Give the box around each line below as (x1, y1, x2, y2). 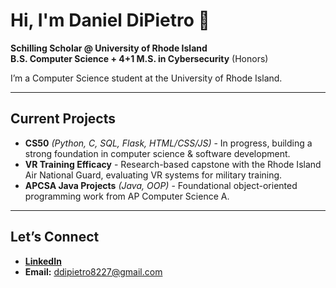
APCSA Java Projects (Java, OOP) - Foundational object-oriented (24, 179, 298, 191)
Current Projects (10, 110, 116, 128)
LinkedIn (24, 255, 62, 267)
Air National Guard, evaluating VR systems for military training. (24, 169, 283, 181)
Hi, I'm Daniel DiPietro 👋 (10, 9, 210, 32)
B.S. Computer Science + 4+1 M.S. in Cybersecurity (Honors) (10, 52, 269, 64)
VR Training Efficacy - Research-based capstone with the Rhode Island (24, 158, 322, 170)
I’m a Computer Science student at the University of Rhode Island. (10, 72, 283, 84)
